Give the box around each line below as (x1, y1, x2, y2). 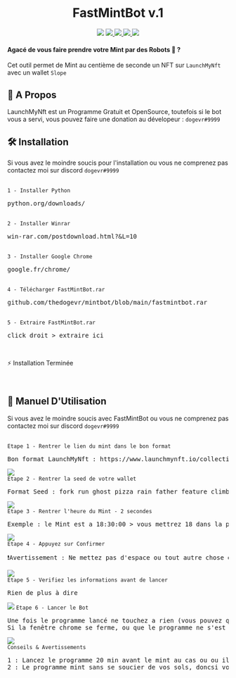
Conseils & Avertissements (7, 644, 86, 651)
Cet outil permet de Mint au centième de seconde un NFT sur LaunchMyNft (7, 61, 221, 70)
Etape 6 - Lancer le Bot (15, 604, 89, 611)
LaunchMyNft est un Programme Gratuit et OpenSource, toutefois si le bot (7, 107, 222, 115)
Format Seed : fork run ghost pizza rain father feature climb (7, 487, 230, 496)
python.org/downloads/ (7, 199, 86, 207)
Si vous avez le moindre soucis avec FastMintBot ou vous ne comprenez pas (7, 414, 230, 422)
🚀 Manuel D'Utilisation (7, 396, 107, 408)
